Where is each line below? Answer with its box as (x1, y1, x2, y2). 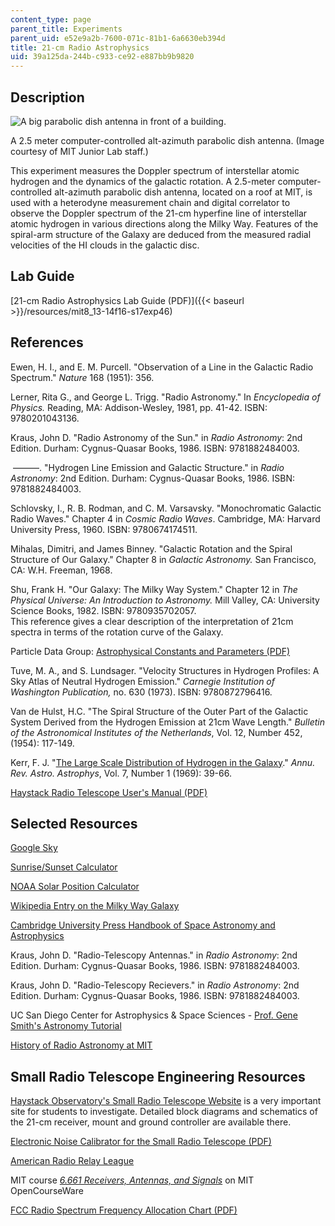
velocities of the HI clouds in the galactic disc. (10, 239, 200, 251)
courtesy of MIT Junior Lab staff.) (10, 145, 149, 157)
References (10, 334, 84, 351)
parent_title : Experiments (10, 24, 123, 34)
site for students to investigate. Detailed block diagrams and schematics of (10, 1106, 318, 1118)
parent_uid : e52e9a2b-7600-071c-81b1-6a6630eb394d (10, 33, 226, 43)
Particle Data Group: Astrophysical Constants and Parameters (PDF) (10, 645, 291, 657)
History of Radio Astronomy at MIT (10, 1039, 153, 1051)
